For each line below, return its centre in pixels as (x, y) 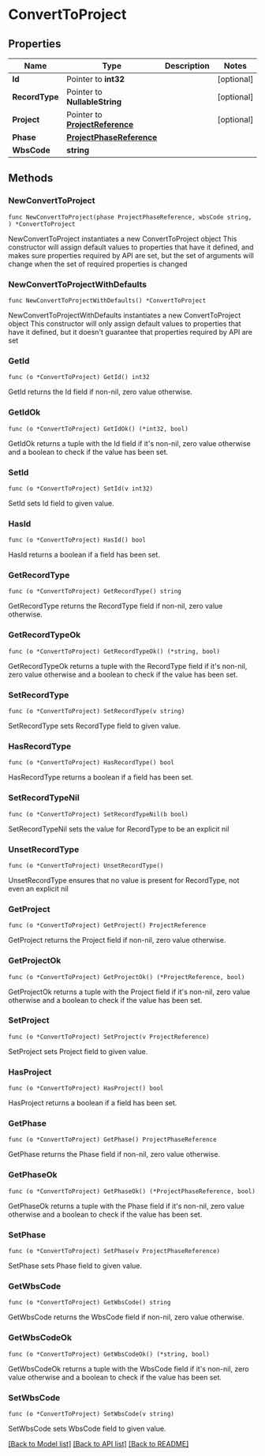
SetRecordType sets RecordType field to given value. (95, 726)
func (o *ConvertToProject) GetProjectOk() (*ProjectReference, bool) (127, 977)
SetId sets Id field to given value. (61, 503)
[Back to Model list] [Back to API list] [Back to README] (99, 1443)
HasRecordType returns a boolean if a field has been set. (101, 777)
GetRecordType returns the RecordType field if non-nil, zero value (116, 606)
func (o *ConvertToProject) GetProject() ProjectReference (107, 925)
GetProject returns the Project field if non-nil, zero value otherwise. (117, 940)
